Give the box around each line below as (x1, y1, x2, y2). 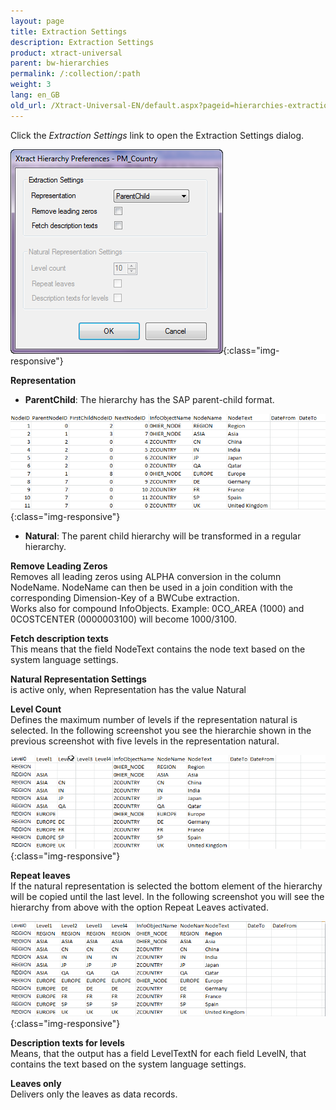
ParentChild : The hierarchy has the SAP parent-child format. (24, 393, 275, 405)
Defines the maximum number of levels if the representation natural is (10, 714, 298, 726)
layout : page (10, 16, 65, 26)
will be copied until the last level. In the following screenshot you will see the (10, 891, 325, 903)
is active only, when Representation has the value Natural (10, 684, 247, 696)
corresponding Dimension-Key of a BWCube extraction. (10, 592, 240, 604)
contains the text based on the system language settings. (10, 1058, 247, 1070)
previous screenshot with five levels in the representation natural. (10, 735, 280, 747)
